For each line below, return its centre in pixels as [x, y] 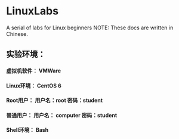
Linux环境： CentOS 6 [34, 86]
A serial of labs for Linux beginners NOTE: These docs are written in [90, 28]
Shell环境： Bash [27, 130]
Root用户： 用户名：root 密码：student [55, 101]
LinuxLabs [32, 11]
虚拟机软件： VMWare [34, 71]
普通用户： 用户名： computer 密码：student [62, 115]
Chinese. [17, 34]
